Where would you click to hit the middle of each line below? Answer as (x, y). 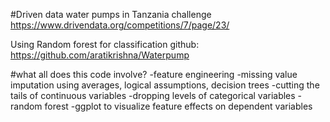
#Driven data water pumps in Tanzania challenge (111, 14)
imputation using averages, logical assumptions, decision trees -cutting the (165, 85)
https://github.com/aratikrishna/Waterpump (100, 55)
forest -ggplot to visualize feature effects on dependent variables (178, 106)
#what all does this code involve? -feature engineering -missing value (154, 74)
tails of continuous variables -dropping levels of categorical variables (153, 95)
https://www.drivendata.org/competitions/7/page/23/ (120, 25)
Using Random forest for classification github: (105, 44)
